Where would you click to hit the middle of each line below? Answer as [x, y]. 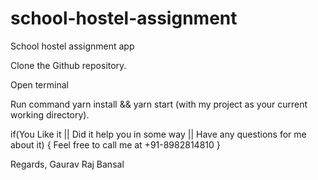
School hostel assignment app [72, 46]
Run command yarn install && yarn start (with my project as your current [159, 104]
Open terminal [39, 84]
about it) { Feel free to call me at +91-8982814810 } [115, 144]
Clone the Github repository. [68, 65]
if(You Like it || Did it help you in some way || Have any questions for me [158, 134]
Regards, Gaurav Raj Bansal [67, 164]
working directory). [50, 114]
